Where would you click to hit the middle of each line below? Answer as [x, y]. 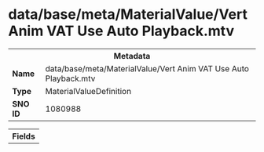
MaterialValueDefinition [88, 91]
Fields [24, 136]
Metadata [132, 56]
